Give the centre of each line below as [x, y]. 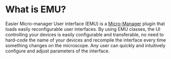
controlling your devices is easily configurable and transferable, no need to [85, 34]
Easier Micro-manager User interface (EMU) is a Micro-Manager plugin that [85, 24]
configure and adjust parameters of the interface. [58, 51]
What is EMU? [36, 9]
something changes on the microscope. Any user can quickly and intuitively [85, 45]
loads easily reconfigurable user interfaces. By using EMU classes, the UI [83, 29]
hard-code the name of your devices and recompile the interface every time [85, 40]
